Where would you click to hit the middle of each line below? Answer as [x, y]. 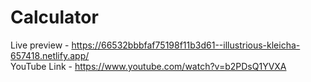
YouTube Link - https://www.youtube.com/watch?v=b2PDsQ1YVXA [148, 66]
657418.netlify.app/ [50, 55]
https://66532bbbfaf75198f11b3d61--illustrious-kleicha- [186, 45]
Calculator [54, 17]
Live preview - [40, 45]
